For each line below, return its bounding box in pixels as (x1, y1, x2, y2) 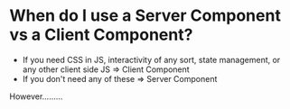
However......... (9, 91, 63, 102)
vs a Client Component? (9, 24, 193, 45)
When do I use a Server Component (9, 5, 282, 26)
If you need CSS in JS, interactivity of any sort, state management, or (22, 54, 281, 65)
